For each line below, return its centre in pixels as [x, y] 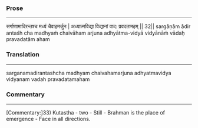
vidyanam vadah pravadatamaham [48, 79]
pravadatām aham [28, 39]
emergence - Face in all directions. [48, 119]
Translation [23, 55]
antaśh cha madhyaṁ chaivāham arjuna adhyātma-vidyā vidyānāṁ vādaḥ [95, 33]
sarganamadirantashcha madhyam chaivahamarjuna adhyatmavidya [89, 73]
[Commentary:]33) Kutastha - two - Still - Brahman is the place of [86, 112]
